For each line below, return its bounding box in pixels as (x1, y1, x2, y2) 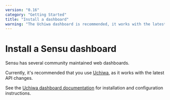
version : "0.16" (5, 7, 39, 13)
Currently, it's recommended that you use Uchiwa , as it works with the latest (5, 70, 164, 76)
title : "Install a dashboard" (5, 17, 69, 22)
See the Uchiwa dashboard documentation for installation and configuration (5, 85, 163, 91)
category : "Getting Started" (5, 12, 67, 17)
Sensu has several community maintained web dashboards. (5, 60, 130, 66)
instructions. (5, 90, 31, 96)
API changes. (5, 75, 33, 81)
